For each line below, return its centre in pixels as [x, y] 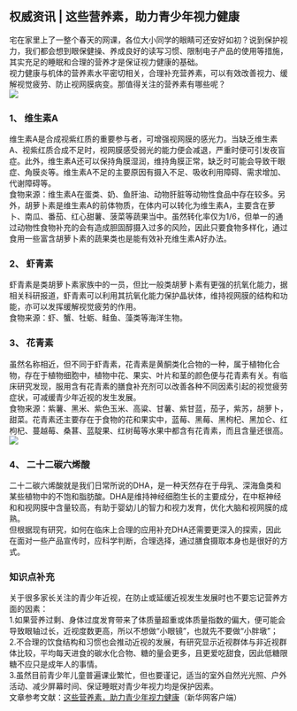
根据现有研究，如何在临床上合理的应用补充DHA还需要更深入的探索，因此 [149, 529]
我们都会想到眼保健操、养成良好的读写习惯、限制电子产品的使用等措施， [156, 50]
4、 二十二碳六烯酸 [49, 464]
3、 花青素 [31, 343]
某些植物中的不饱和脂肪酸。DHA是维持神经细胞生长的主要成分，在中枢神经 [145, 496]
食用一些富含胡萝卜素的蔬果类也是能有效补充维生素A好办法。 [120, 239]
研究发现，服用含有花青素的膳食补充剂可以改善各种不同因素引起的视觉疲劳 [152, 386]
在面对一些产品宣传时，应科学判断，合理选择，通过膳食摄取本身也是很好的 [145, 541]
